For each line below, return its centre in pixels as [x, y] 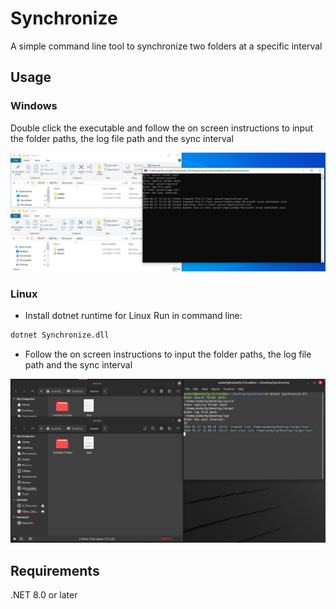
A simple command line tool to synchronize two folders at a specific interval [166, 46]
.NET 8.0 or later [44, 594]
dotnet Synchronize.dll [60, 335]
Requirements [55, 570]
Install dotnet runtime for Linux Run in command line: [133, 315]
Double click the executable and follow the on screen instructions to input [162, 128]
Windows [34, 106]
